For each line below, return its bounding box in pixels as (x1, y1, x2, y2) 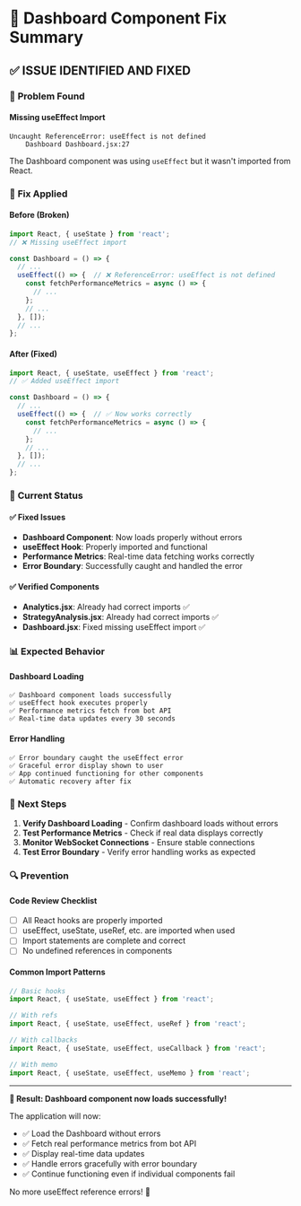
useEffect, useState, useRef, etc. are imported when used (21, 925, 236, 936)
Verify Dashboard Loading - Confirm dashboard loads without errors (21, 817, 279, 828)
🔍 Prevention (9, 870, 70, 882)
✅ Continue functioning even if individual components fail (21, 1168, 236, 1179)
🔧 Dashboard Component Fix (9, 8, 227, 29)
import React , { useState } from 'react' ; (9, 229, 170, 239)
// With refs (9, 1011, 58, 1020)
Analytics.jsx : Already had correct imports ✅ (21, 601, 190, 613)
